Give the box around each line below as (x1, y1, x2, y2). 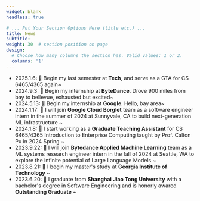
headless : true (6, 14, 44, 20)
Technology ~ (14, 169, 51, 176)
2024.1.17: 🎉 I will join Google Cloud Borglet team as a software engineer (14, 106, 193, 113)
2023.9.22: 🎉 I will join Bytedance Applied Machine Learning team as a (14, 144, 192, 151)
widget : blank (6, 8, 42, 15)
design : (6, 47, 26, 54)
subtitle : (6, 36, 31, 42)
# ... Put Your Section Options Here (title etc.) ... (6, 25, 146, 31)
